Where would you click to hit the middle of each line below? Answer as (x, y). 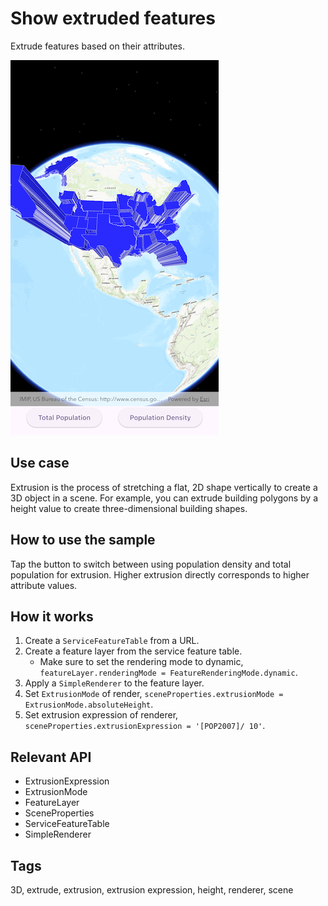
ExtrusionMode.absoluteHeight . (89, 704)
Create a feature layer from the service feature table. (133, 651)
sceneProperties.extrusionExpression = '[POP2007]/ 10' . (145, 726)
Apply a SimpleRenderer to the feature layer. (114, 683)
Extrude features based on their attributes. (98, 46)
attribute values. (44, 585)
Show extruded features (113, 18)
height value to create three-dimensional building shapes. (129, 508)
